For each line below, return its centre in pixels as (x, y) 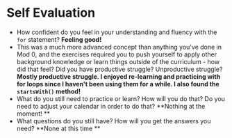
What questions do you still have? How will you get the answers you (114, 121)
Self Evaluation (51, 13)
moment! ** (33, 114)
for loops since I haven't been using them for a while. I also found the (118, 84)
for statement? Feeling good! (59, 39)
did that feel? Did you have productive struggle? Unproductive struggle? (119, 69)
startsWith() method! (49, 91)
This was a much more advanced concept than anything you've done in (119, 47)
